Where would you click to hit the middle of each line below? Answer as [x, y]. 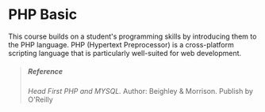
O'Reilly [40, 99]
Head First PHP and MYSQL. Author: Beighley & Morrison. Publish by [140, 91]
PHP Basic [43, 15]
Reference [45, 71]
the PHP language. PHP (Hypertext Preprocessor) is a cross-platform [121, 44]
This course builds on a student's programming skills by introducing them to [132, 36]
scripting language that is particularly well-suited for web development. [125, 53]
